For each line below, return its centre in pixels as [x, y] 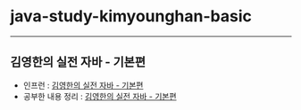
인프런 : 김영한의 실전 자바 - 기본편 [83, 85]
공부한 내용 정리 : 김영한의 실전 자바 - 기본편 [100, 96]
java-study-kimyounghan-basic [131, 16]
